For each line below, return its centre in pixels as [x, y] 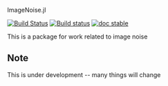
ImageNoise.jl [27, 10]
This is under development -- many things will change [84, 74]
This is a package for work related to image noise [77, 36]
